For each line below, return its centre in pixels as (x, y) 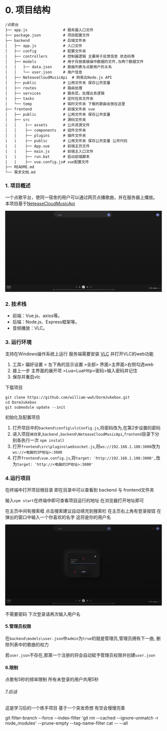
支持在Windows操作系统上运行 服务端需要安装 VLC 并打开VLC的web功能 (80, 354)
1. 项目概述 (18, 185)
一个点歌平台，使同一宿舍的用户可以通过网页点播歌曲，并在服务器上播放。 (81, 197)
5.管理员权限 (18, 626)
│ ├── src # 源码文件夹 (45, 120)
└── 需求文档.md (20, 172)
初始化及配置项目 (23, 417)
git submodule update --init (35, 407)
